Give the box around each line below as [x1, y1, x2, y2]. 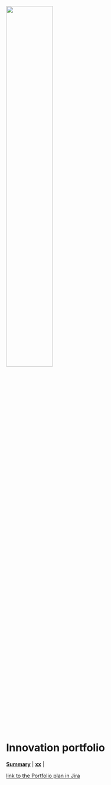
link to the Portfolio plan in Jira [6, 772, 80, 779]
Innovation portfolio [6, 741, 105, 755]
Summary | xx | [6, 760, 45, 768]
